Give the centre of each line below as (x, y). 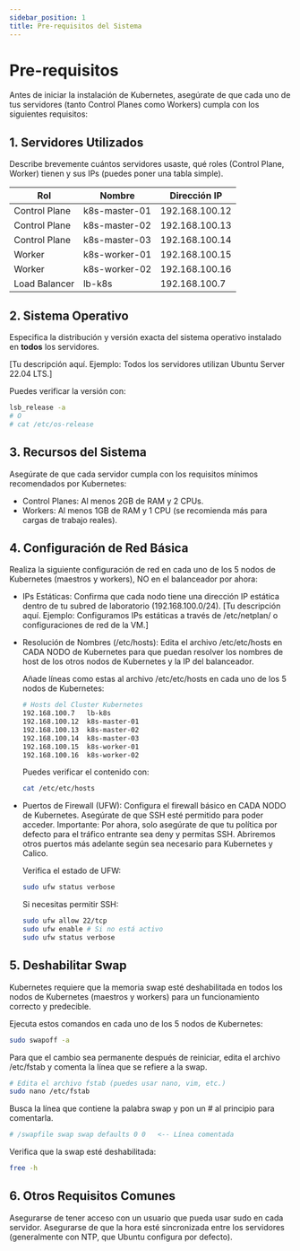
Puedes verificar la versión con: (68, 391)
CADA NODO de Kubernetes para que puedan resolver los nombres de (153, 652)
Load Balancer (44, 284)
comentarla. (31, 1118)
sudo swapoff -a (39, 1040)
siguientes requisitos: (48, 114)
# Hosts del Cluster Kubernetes (82, 705)
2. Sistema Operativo (69, 315)
